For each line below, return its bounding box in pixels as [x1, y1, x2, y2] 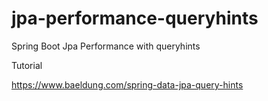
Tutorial [11, 59, 43, 71]
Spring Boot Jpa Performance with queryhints [11, 40, 201, 52]
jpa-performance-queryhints [11, 7, 259, 30]
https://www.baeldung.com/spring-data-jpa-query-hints [11, 78, 244, 91]
